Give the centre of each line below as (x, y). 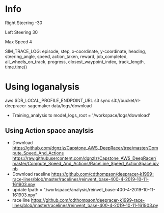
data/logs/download (72, 106)
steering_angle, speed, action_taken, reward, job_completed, (67, 56)
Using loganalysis (42, 87)
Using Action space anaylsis (49, 131)
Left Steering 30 (22, 32)
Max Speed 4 (19, 42)
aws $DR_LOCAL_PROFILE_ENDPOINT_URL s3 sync (58, 100)
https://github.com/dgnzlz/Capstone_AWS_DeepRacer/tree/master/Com (85, 148)
